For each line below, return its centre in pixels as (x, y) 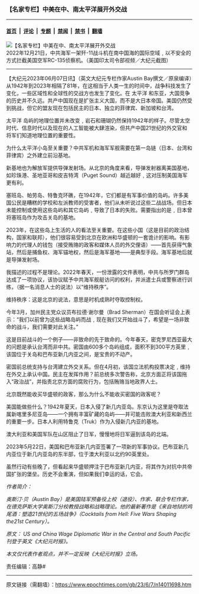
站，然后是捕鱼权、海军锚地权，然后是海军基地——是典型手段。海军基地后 (97, 252)
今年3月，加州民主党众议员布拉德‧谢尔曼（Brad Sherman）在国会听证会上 (96, 312)
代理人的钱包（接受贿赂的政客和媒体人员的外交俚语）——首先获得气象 (107, 244)
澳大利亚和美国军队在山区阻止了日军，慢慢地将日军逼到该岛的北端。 (89, 434)
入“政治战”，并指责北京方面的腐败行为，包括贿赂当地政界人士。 (84, 381)
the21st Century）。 (29, 521)
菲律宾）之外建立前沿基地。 (40, 155)
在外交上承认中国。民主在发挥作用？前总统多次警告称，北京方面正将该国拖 (97, 374)
